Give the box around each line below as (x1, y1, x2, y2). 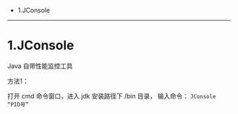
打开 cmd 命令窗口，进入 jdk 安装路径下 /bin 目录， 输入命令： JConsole (7, 91, 216, 100)
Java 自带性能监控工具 (7, 62, 73, 70)
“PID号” (7, 101, 29, 108)
